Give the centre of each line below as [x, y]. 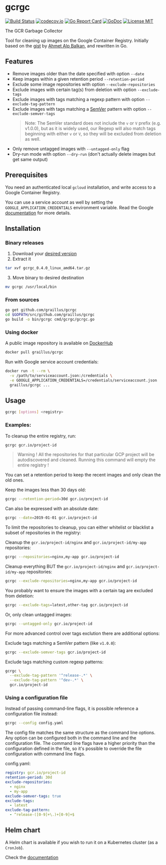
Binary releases [24, 243]
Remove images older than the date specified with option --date [78, 74]
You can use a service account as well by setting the [59, 202]
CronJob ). [14, 847]
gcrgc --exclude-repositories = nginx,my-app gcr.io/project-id [71, 581]
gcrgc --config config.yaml [34, 723]
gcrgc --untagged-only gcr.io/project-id [49, 624]
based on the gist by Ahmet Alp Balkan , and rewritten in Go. [67, 46]
